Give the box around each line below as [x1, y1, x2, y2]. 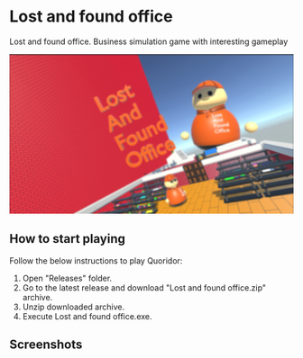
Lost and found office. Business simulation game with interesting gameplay [9, 36, 289, 47]
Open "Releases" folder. [22, 273, 113, 283]
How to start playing [9, 231, 126, 246]
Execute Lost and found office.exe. [22, 310, 152, 321]
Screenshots [9, 337, 83, 353]
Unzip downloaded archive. [22, 301, 124, 312]
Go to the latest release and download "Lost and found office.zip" [22, 282, 267, 293]
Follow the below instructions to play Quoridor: [9, 255, 183, 266]
